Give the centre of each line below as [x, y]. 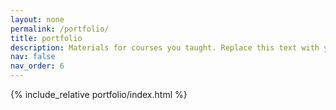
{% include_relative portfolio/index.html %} [99, 94]
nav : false [33, 57]
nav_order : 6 [37, 66]
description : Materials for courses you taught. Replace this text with [165, 47]
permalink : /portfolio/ [60, 29]
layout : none [37, 19]
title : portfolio [46, 38]
